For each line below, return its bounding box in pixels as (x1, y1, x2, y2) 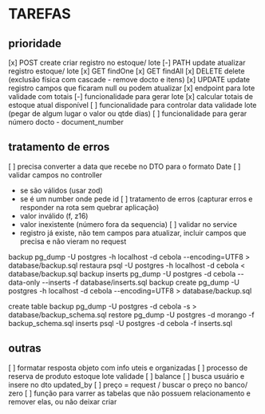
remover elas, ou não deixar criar (8, 396, 117, 406)
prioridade (8, 37, 61, 50)
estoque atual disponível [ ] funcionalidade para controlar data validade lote (8, 101, 257, 109)
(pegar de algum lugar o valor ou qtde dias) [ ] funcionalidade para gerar (8, 109, 247, 118)
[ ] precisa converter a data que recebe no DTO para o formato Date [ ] (8, 161, 241, 171)
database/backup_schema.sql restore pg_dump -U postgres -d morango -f (8, 309, 255, 320)
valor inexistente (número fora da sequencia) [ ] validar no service (19, 219, 238, 229)
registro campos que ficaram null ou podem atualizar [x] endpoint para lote (8, 83, 255, 93)
